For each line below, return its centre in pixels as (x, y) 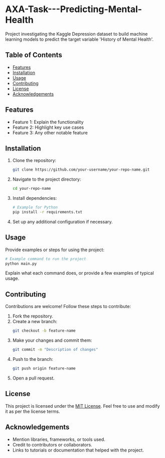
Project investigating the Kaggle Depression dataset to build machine (76, 34)
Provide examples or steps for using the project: (55, 250)
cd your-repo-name (32, 189)
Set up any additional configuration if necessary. (62, 221)
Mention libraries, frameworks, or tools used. (59, 439)
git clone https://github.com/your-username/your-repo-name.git (81, 170)
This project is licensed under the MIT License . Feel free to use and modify (82, 406)
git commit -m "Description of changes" (55, 350)
